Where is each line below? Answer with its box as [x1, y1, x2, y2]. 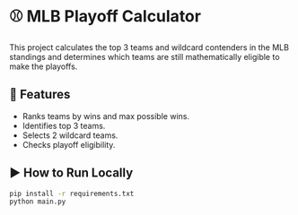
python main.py [9, 197, 66, 206]
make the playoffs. [9, 61, 78, 72]
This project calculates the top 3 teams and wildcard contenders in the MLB [9, 41, 290, 53]
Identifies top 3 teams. [22, 120, 106, 131]
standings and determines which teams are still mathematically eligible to [9, 51, 280, 62]
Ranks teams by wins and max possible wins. [22, 110, 190, 121]
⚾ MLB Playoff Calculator [9, 6, 202, 27]
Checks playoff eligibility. [22, 139, 116, 150]
